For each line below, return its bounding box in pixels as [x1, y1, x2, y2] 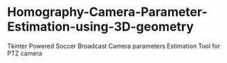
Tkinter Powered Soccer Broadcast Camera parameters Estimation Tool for [7, 42, 220, 50]
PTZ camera [7, 49, 43, 57]
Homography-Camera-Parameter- [7, 4, 208, 20]
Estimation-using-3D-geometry [7, 19, 194, 35]
